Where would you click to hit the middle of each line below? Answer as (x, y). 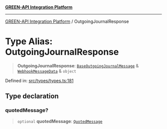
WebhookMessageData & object (47, 71)
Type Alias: (29, 41)
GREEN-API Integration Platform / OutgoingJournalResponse (67, 21)
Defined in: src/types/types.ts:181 (39, 80)
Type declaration (32, 96)
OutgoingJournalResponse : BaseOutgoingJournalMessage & (78, 65)
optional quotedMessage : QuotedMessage (60, 121)
